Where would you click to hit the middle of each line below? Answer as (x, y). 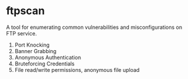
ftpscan (26, 11)
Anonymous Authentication (48, 57)
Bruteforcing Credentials (45, 64)
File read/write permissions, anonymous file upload (77, 70)
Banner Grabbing (35, 51)
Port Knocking (32, 45)
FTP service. (22, 33)
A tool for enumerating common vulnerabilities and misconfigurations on (94, 27)
